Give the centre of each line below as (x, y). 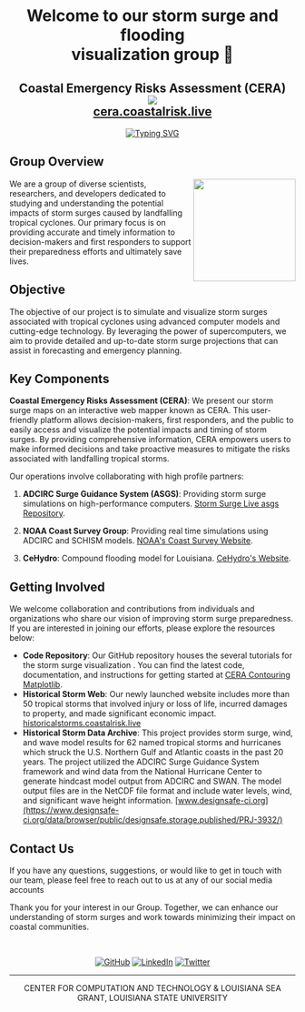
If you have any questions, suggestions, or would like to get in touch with (146, 871)
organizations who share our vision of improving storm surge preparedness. (151, 619)
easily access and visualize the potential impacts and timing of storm (138, 430)
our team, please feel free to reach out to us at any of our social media (141, 880)
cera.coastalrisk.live (152, 111)
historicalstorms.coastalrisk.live (82, 724)
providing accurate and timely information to (92, 232)
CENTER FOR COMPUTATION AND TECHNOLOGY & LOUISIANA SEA (152, 988)
